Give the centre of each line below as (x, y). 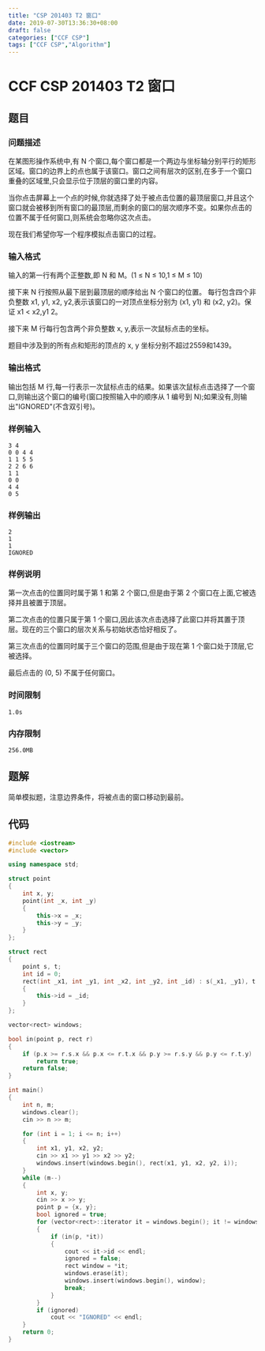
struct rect (28, 952)
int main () (26, 1090)
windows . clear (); (51, 1112)
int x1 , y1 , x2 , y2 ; (70, 1149)
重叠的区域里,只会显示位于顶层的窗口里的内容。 (86, 181)
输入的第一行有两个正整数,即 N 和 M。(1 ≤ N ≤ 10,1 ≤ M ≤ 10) (105, 275)
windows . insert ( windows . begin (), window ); (135, 1281)
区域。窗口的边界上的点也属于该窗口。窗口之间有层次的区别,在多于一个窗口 (130, 171)
